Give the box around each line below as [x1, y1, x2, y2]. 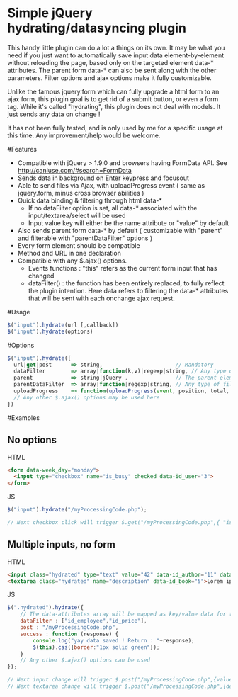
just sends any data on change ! [7, 110, 101, 118]
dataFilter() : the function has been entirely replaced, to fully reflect [28, 278, 225, 288]
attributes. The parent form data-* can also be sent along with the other [7, 66, 217, 74]
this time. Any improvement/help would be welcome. [7, 131, 161, 140]
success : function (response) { [20, 630, 119, 637]
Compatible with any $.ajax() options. [17, 256, 127, 265]
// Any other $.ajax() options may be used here [13, 394, 160, 401]
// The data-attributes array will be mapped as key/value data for [20, 611, 227, 618]
